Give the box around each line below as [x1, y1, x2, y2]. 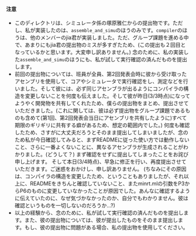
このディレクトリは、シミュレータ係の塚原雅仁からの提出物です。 [14, 19, 173, 26]
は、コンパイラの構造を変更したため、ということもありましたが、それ [14, 173, 184, 180]
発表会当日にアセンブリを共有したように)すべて [73, 114, 187, 122]
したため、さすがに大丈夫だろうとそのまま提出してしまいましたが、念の [14, 129, 188, 136]
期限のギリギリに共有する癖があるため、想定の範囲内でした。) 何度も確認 [14, 122, 190, 129]
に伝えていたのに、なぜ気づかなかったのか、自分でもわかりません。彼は [14, 195, 188, 202]
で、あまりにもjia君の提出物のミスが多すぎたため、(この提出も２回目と [14, 41, 186, 48]
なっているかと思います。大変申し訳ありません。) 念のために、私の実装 [14, 48, 184, 55]
